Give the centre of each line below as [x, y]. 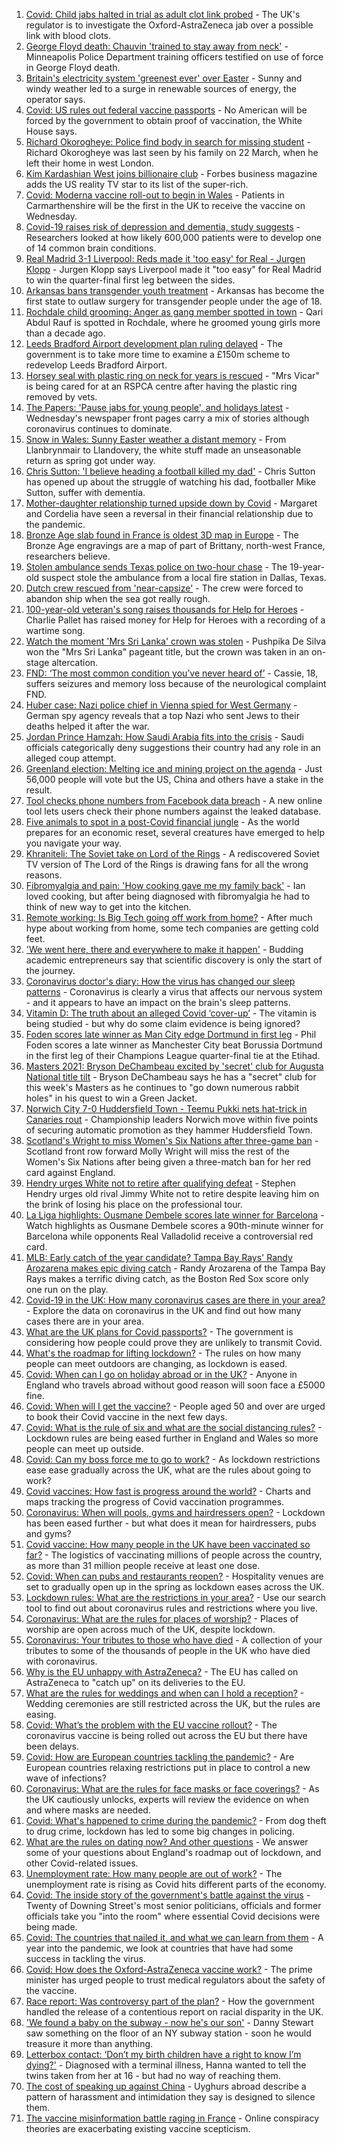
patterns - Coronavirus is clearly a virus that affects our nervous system [174, 992]
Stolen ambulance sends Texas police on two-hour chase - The [156, 567]
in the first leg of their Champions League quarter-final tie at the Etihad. [173, 1055]
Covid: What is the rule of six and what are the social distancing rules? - [174, 1427]
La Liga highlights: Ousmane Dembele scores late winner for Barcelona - [175, 1215]
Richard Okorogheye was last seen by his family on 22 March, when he [172, 152]
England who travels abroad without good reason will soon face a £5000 [175, 1385]
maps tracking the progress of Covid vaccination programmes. [155, 1502]
